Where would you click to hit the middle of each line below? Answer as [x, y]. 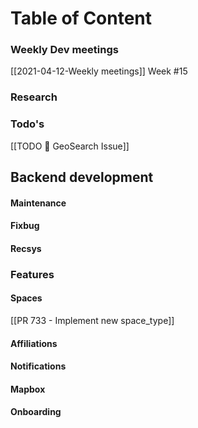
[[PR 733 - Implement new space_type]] [92, 320]
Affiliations [34, 343]
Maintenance [38, 203]
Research [34, 97]
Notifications [38, 366]
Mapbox [28, 389]
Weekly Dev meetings [64, 50]
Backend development [82, 177]
